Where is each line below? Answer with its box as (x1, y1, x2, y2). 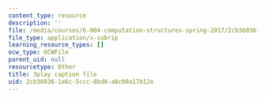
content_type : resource (8, 11, 87, 20)
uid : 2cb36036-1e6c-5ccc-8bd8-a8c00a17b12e (8, 77, 154, 85)
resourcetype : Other (8, 63, 77, 71)
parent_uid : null (8, 56, 66, 64)
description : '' (8, 19, 62, 27)
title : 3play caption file (8, 70, 97, 78)
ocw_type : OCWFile (8, 48, 69, 56)
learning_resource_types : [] (8, 41, 104, 49)
